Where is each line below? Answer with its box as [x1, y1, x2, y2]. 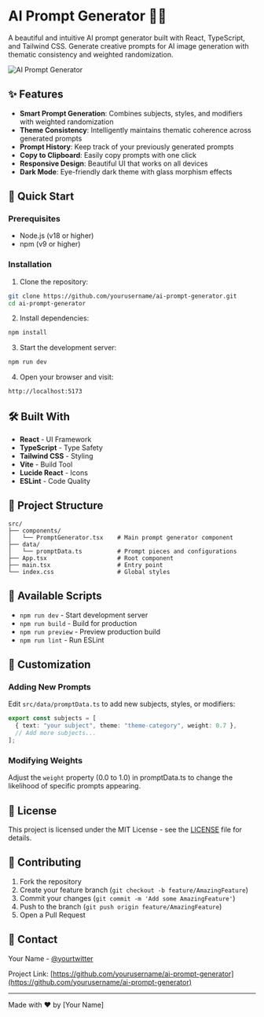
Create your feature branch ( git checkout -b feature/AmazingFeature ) [19, 885, 249, 894]
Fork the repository [19, 876, 82, 886]
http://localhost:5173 [8, 388, 82, 396]
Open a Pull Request [19, 910, 86, 920]
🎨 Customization [8, 658, 91, 671]
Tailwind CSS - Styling [19, 452, 93, 461]
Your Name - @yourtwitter [8, 953, 93, 963]
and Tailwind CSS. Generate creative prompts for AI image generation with [8, 41, 249, 50]
